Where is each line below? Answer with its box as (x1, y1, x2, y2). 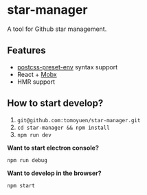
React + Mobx (16, 70, 57, 78)
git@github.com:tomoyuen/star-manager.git (16, 117, 141, 124)
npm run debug (7, 157, 48, 163)
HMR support (16, 78, 56, 86)
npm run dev (16, 131, 52, 139)
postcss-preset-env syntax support (16, 62, 118, 71)
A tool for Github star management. (7, 25, 107, 33)
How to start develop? (7, 97, 104, 109)
